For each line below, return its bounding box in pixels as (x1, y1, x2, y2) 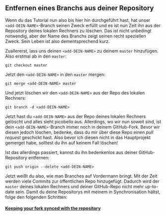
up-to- (145, 183, 159, 189)
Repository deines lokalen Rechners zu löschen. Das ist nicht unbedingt (5, 27, 152, 34)
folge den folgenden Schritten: (5, 194, 68, 200)
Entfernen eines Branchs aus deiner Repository (5, 4, 154, 12)
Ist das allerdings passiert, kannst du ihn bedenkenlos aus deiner (5, 149, 138, 155)
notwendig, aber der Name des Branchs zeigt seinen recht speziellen (5, 33, 146, 39)
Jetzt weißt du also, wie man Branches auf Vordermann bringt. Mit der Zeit (5, 173, 158, 179)
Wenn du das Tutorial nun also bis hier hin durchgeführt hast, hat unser (5, 17, 151, 23)
